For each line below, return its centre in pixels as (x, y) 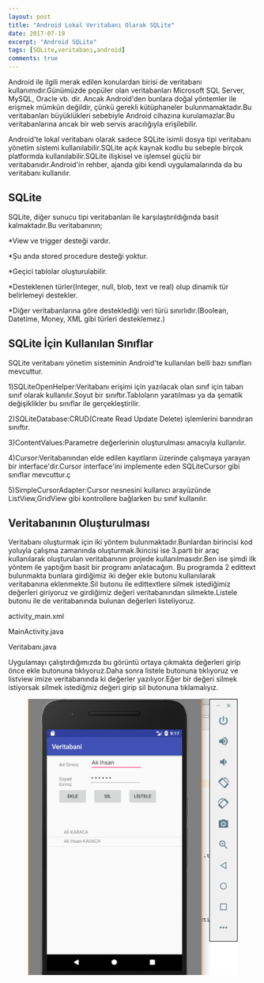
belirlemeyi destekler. (43, 295)
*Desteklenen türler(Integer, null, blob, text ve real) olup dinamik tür (119, 287)
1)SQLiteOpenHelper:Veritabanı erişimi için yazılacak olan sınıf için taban (126, 386)
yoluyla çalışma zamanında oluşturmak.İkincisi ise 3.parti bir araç (114, 551)
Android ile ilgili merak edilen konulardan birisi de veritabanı (105, 82)
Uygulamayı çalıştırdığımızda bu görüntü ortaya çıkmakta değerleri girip (124, 662)
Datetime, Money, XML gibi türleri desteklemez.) (87, 319)
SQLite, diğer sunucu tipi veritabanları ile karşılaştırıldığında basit (113, 217)
